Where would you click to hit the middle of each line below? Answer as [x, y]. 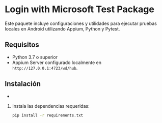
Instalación [23, 84]
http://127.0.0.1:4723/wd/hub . [45, 68]
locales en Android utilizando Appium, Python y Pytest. [62, 28]
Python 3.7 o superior [35, 57]
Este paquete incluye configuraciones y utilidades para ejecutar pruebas [81, 23]
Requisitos [22, 45]
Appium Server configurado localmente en [57, 63]
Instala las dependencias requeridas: [51, 106]
